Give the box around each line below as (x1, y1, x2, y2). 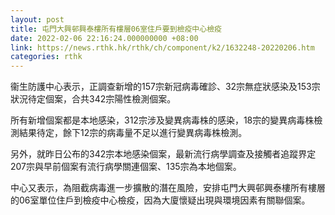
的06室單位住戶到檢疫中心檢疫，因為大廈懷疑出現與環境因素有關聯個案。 (10, 194, 311, 206)
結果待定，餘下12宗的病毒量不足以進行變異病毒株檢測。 (18, 127, 248, 139)
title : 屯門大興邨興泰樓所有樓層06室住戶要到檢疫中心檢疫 (10, 24, 222, 34)
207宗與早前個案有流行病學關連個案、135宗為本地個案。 (10, 161, 242, 173)
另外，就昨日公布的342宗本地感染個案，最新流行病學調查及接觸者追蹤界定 (10, 148, 317, 160)
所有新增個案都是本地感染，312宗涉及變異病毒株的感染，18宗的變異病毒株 (10, 114, 315, 126)
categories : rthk (10, 52, 83, 62)
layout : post (10, 14, 65, 25)
